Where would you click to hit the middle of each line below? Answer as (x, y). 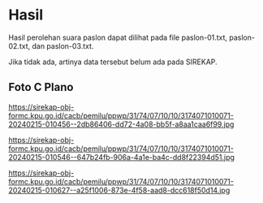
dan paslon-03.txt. (63, 45)
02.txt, (19, 45)
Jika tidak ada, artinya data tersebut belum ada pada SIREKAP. (113, 62)
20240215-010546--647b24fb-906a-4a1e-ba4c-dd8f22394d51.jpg (122, 157)
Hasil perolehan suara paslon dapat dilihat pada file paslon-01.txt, (118, 37)
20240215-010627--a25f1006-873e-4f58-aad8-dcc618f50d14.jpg (119, 190)
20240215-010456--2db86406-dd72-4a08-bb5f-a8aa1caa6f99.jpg (121, 124)
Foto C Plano (41, 87)
